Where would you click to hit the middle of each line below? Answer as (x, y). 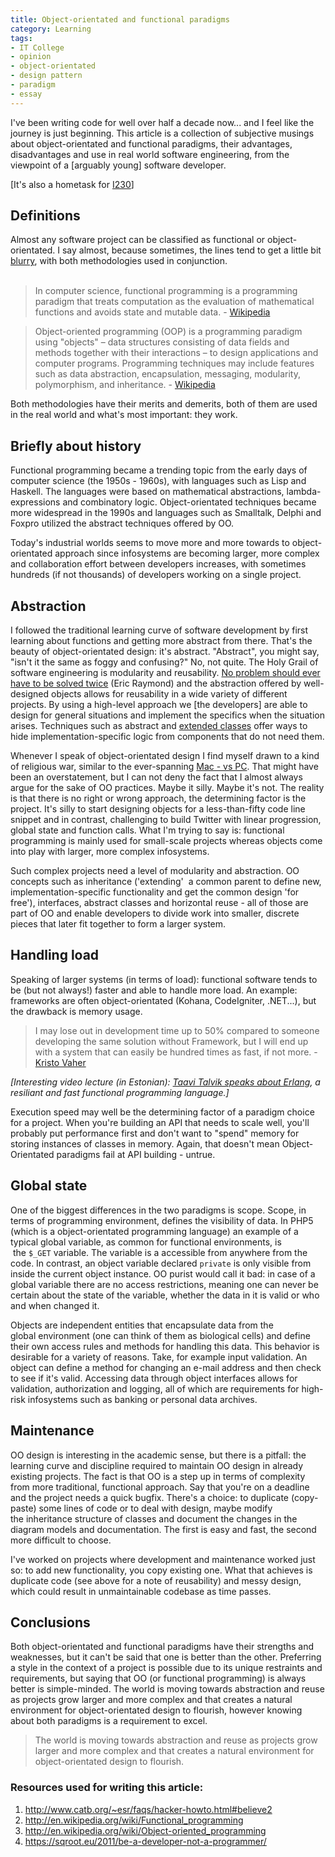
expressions (35, 502)
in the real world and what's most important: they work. (124, 415)
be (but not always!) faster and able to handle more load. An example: (154, 990)
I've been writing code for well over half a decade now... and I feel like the (162, 122)
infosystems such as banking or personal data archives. (142, 1399)
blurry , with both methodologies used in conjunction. (119, 261)
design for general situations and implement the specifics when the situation (167, 715)
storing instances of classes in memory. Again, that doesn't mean (145, 1143)
